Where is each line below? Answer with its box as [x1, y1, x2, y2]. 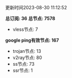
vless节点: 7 [12, 26, 38, 32]
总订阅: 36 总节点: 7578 [5, 15, 55, 22]
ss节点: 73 [12, 61, 35, 67]
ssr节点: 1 [12, 67, 33, 73]
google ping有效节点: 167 [5, 37, 59, 43]
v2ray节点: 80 [12, 54, 42, 61]
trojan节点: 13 [12, 48, 41, 54]
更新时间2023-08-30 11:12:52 [5, 5, 67, 10]
